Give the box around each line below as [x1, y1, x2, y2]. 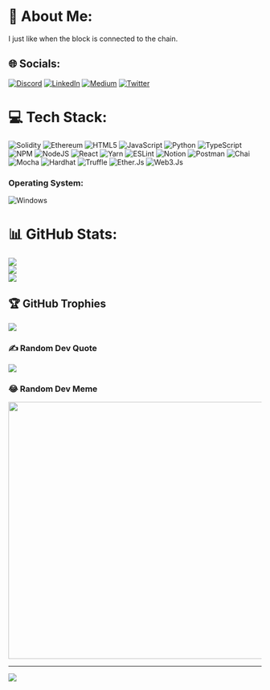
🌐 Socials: [8, 57, 61, 71]
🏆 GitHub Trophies [8, 297, 107, 311]
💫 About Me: [8, 7, 93, 26]
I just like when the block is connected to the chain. [8, 34, 178, 43]
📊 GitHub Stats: [8, 225, 118, 243]
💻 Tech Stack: [8, 108, 108, 126]
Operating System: [8, 177, 84, 188]
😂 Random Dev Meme [8, 383, 98, 394]
